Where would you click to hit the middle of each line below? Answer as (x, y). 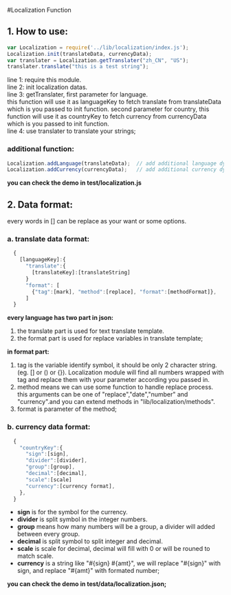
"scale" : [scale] (48, 480)
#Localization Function (40, 10)
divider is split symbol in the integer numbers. (82, 519)
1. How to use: (38, 31)
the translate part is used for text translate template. (91, 331)
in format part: (28, 352)
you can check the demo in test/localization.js (75, 183)
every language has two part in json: (60, 318)
